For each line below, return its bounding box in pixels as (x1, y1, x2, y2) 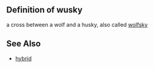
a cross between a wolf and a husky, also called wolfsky (6, 21, 148, 28)
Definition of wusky (6, 5, 82, 15)
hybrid (15, 55, 32, 62)
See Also (6, 39, 41, 49)
